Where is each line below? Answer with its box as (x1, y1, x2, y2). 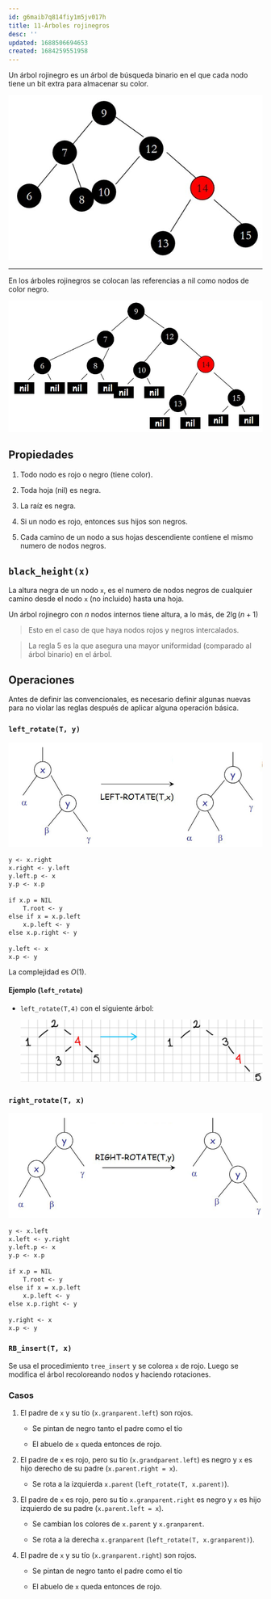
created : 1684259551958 (8, 47, 89, 56)
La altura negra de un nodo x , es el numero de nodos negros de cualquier (8, 586, 252, 595)
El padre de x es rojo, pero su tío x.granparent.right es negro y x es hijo (19, 1495, 261, 1504)
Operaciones (8, 673, 75, 687)
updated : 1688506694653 (8, 39, 89, 47)
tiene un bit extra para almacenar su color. (8, 79, 149, 89)
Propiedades (8, 448, 74, 462)
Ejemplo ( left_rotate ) (8, 986, 83, 995)
